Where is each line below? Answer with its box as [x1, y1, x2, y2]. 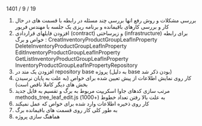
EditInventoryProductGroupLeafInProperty [14, 49, 121, 56]
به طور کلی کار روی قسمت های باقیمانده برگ [14, 107, 118, 113]
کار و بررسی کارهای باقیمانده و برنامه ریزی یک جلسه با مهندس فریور [14, 24, 169, 30]
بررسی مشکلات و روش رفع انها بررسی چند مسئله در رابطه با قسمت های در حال [14, 17, 197, 24]
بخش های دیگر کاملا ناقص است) [14, 81, 88, 88]
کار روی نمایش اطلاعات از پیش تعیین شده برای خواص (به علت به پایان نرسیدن [14, 75, 192, 81]
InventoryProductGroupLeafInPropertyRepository [14, 61, 138, 69]
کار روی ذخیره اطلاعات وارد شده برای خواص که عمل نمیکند [14, 100, 150, 107]
